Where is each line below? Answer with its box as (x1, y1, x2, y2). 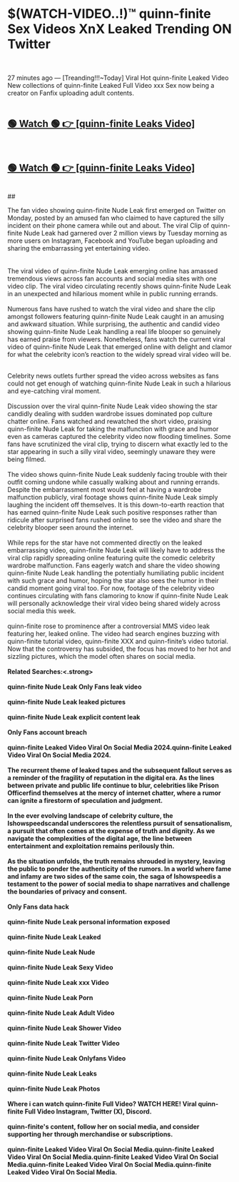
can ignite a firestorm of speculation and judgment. (7, 796, 163, 804)
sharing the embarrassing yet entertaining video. (7, 243, 151, 252)
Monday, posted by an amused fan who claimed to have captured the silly (7, 213, 225, 222)
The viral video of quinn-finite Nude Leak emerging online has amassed (7, 266, 218, 275)
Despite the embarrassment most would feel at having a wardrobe (7, 485, 202, 494)
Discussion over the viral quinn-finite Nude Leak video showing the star (7, 402, 218, 410)
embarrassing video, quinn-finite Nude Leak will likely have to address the (7, 545, 225, 555)
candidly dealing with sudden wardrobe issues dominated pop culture (7, 409, 213, 418)
